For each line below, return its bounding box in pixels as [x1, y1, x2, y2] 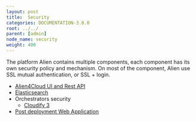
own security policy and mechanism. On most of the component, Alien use [6, 64, 191, 72]
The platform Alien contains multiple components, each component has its [6, 58, 190, 66]
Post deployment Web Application [14, 108, 99, 115]
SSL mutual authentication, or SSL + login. [6, 71, 111, 78]
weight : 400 [6, 42, 36, 48]
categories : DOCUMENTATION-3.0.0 [6, 20, 90, 26]
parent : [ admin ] [6, 31, 47, 37]
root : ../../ [6, 25, 39, 32]
